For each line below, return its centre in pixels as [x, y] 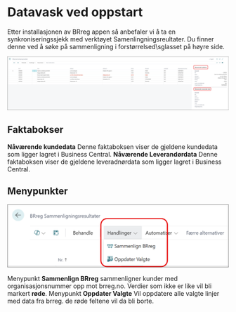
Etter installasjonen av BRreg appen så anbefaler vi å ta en [92, 32]
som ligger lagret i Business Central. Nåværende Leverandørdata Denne [112, 154]
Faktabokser [35, 130]
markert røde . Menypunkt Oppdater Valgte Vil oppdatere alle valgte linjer [113, 293]
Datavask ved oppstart [75, 12]
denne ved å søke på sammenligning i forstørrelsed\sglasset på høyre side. [116, 46]
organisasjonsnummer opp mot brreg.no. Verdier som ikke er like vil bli [110, 286]
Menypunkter [38, 191]
